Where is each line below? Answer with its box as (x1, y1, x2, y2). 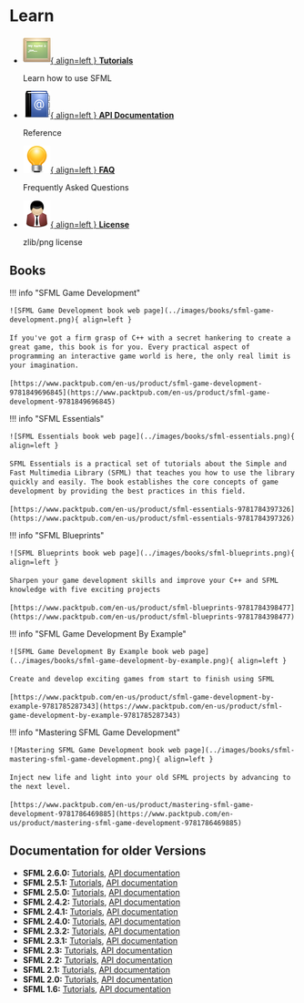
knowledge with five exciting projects (9, 585, 161, 594)
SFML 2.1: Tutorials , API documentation (22, 964, 171, 975)
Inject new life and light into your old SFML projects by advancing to (9, 773, 291, 782)
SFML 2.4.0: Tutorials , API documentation (22, 916, 181, 926)
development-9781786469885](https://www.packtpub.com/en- (9, 809, 234, 818)
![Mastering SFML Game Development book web (9, 745, 181, 754)
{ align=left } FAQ (49, 164, 116, 175)
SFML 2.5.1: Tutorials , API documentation (22, 876, 178, 888)
